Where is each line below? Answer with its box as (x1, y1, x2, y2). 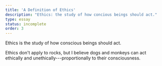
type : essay (5, 17, 30, 22)
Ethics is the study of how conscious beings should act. (5, 40, 121, 46)
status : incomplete (5, 21, 47, 27)
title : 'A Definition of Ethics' (5, 7, 76, 13)
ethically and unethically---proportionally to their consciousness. (5, 55, 141, 61)
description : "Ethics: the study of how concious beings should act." (5, 12, 157, 17)
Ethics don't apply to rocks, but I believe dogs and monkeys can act (5, 50, 147, 56)
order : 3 (5, 26, 24, 31)
